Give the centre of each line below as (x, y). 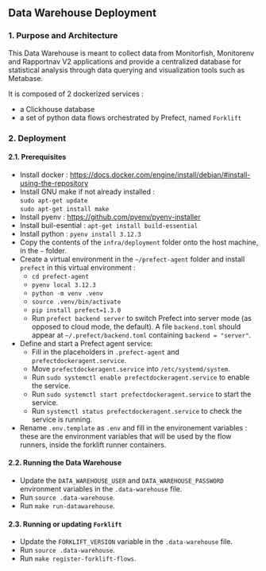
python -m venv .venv (67, 293)
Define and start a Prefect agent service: (86, 343)
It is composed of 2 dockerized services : (76, 94)
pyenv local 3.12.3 (64, 285)
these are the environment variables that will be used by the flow (125, 436)
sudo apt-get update (54, 201)
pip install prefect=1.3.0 (76, 310)
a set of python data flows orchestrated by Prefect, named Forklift (131, 118)
